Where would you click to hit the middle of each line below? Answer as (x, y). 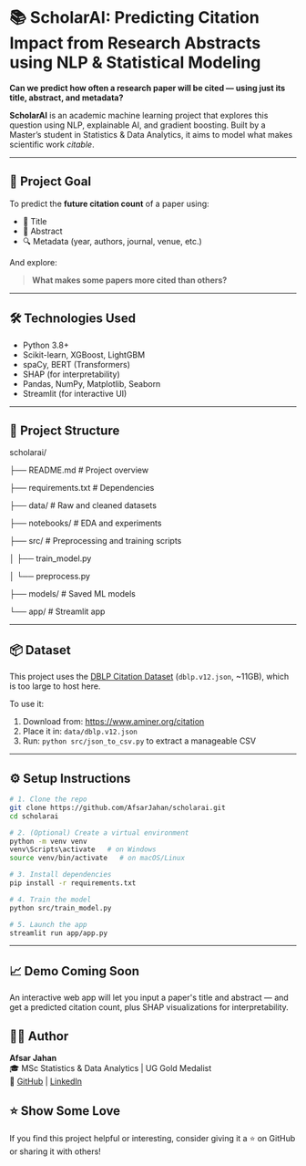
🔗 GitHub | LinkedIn (46, 1081)
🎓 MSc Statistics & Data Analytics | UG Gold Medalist (111, 1068)
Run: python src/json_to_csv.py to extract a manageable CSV (139, 741)
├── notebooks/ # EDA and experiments (86, 523)
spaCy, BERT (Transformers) (76, 364)
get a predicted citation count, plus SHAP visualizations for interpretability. (149, 1007)
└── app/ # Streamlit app (57, 611)
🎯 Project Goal (51, 182)
